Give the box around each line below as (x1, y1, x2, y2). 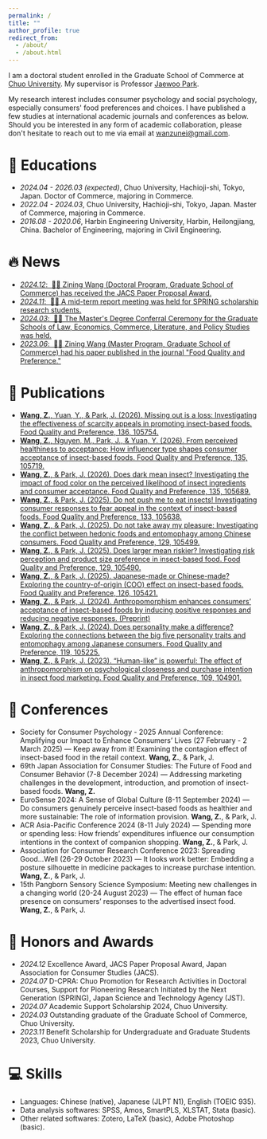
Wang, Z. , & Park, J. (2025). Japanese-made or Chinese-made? (19, 571, 230, 580)
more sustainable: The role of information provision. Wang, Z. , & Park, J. (19, 811, 257, 821)
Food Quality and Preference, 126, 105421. (19, 587, 158, 598)
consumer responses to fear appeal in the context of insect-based (19, 503, 237, 513)
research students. (19, 304, 82, 315)
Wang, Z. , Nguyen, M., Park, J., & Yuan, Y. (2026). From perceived (19, 435, 238, 445)
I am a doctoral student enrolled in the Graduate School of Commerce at (8, 71, 245, 80)
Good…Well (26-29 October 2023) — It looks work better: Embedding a (19, 854, 254, 863)
